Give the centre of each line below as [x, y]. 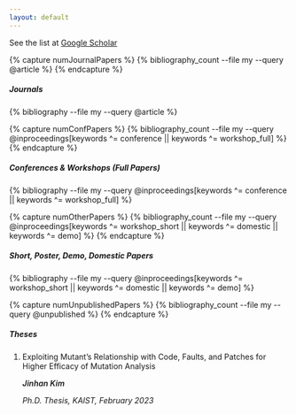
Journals [26, 89]
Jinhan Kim [43, 383]
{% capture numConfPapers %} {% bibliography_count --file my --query [142, 128]
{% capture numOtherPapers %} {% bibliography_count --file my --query [143, 217]
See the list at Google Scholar [63, 42]
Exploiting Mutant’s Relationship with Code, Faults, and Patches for [144, 356]
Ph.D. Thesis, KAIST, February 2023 [88, 400]
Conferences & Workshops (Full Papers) [85, 168]
